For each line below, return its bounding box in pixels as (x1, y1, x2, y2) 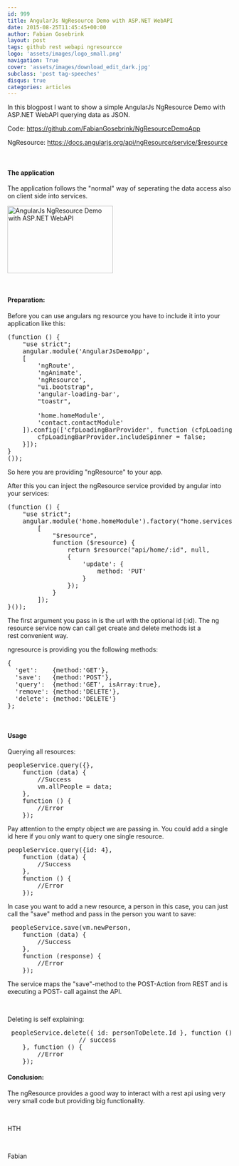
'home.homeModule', (37, 411, 105, 420)
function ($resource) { (52, 538, 135, 547)
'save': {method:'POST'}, (14, 673, 113, 681)
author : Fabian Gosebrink (7, 30, 84, 38)
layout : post (7, 37, 46, 44)
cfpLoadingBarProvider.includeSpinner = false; (37, 432, 206, 441)
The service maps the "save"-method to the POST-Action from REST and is (7, 979, 228, 988)
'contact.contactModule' (37, 418, 124, 427)
